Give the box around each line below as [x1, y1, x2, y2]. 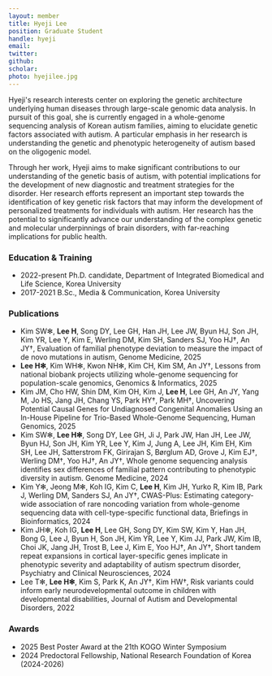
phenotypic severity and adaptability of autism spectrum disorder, [19, 560, 241, 569]
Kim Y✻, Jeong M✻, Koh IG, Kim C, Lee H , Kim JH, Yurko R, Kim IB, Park [19, 482, 263, 492]
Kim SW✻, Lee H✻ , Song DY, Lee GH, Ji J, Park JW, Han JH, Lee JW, [19, 430, 252, 440]
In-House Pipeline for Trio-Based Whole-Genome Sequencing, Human [19, 412, 256, 423]
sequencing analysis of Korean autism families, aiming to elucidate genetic [8, 120, 258, 130]
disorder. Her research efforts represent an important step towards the [8, 188, 245, 198]
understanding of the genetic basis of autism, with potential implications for [8, 171, 261, 181]
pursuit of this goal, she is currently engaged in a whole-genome [8, 111, 226, 122]
